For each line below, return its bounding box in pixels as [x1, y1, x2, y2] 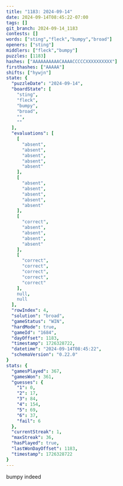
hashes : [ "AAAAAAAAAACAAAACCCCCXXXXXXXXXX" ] [6, 58, 118, 64]
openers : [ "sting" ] [6, 42, 54, 48]
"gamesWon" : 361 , [11, 374, 54, 380]
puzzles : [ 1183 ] [6, 53, 46, 59]
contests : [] [6, 31, 38, 37]
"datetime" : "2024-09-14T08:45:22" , [11, 346, 102, 352]
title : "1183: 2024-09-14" [6, 8, 73, 15]
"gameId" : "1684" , [11, 330, 57, 336]
